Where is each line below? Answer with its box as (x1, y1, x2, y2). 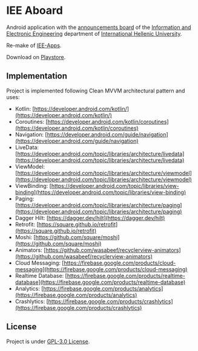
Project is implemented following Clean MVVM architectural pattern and (6, 87, 185, 94)
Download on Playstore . (6, 53, 66, 60)
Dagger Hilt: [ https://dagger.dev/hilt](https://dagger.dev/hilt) (15, 214, 165, 221)
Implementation (6, 71, 68, 82)
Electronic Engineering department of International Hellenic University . (6, 30, 182, 37)
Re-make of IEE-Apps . (6, 42, 62, 49)
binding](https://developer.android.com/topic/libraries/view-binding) (15, 188, 186, 196)
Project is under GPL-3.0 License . (6, 338, 90, 345)
